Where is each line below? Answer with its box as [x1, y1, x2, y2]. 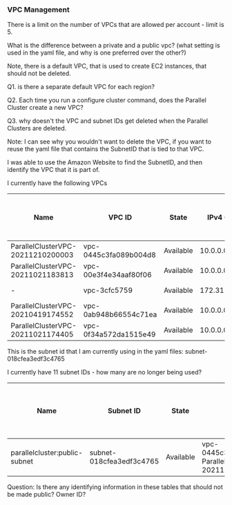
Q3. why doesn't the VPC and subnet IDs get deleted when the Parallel [7, 117, 209, 125]
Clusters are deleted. [7, 124, 67, 133]
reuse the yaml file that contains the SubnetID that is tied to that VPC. [7, 145, 204, 153]
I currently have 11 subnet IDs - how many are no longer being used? [7, 368, 202, 377]
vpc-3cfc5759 [83, 285, 133, 295]
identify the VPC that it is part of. [7, 166, 100, 174]
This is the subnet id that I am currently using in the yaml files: [7, 347, 184, 356]
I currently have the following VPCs [7, 179, 108, 187]
